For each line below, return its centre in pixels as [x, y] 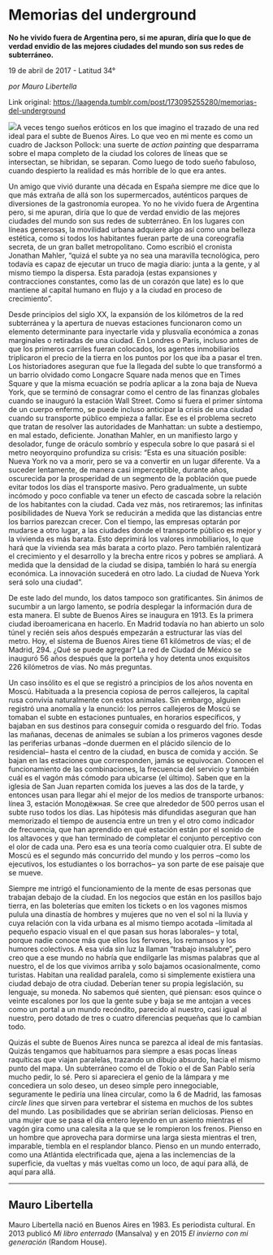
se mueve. [26, 872]
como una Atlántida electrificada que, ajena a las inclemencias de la [122, 1154]
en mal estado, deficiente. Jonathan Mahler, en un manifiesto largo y [123, 435]
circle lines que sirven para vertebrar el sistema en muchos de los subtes [131, 1102]
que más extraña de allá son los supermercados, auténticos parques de [128, 195]
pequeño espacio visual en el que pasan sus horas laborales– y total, [124, 931]
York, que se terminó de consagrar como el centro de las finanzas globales [134, 392]
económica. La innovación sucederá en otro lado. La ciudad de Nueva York [134, 573]
